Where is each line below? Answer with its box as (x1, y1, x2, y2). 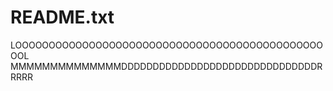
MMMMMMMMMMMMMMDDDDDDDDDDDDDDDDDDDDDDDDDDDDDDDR (10, 60, 323, 72)
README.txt (10, 6, 115, 29)
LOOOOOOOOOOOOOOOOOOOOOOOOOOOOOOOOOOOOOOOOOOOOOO (10, 39, 323, 51)
